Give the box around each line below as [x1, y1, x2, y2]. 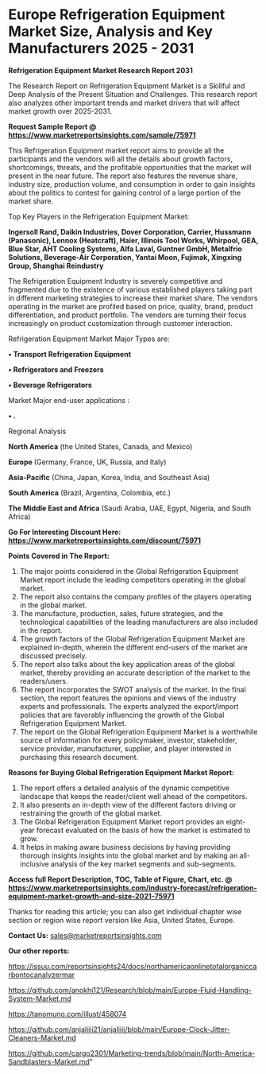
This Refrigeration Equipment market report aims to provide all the [8, 145, 225, 155]
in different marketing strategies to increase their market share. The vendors [8, 293, 258, 303]
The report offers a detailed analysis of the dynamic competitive [19, 783, 230, 793]
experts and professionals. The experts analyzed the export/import [19, 701, 239, 711]
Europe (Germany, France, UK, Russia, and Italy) [8, 457, 167, 467]
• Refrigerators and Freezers [8, 364, 105, 374]
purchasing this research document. [19, 752, 139, 762]
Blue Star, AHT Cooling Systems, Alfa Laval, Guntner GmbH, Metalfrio [8, 244, 242, 254]
